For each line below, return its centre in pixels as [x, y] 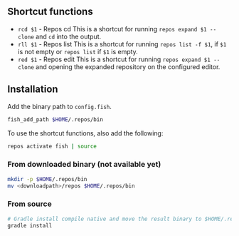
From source [30, 204]
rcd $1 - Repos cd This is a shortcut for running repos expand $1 [112, 29]
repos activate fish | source [52, 146]
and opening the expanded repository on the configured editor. [128, 66]
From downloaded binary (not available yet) [84, 165]
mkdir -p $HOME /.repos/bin [47, 179]
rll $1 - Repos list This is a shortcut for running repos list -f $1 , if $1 [122, 44]
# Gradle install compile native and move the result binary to [105, 219]
